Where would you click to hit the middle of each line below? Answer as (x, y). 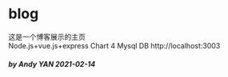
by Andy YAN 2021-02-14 (52, 64)
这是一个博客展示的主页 (47, 37)
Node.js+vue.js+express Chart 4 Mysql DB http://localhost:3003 (114, 45)
